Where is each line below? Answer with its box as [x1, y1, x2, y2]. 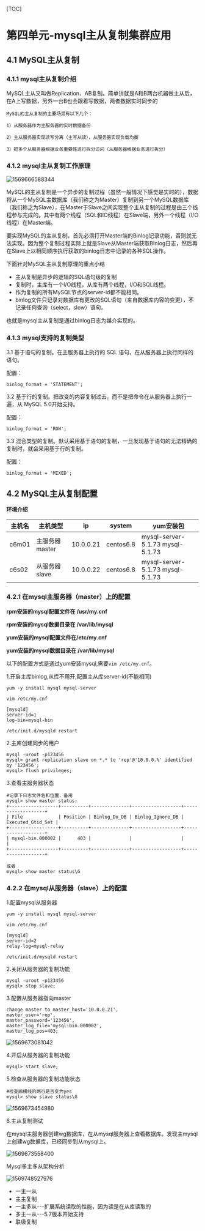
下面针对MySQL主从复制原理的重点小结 [6, 260, 106, 268]
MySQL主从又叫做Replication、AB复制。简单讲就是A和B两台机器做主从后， [6, 89, 195, 97]
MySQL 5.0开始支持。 [23, 401, 79, 408]
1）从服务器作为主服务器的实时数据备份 [6, 122, 92, 128]
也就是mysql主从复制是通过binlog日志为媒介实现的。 [6, 317, 138, 324]
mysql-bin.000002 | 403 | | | [12, 835, 184, 841]
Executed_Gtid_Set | [6, 819, 59, 825]
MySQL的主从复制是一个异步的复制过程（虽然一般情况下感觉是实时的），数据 [6, 188, 199, 196]
